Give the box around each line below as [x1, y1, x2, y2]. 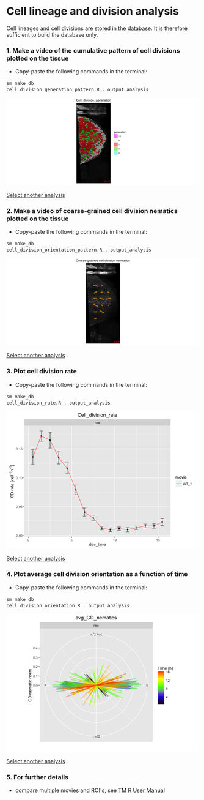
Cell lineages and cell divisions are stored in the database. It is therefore [6, 24, 188, 32]
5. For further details [6, 772, 69, 781]
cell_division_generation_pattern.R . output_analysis [6, 87, 149, 93]
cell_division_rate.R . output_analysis [6, 400, 111, 406]
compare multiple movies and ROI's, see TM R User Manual [15, 787, 165, 794]
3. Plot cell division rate [6, 367, 78, 376]
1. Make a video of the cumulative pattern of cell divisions [6, 46, 180, 54]
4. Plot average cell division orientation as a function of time [6, 570, 188, 578]
